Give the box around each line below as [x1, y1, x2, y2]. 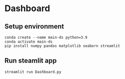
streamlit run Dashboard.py [4, 69, 62, 74]
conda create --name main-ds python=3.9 [4, 35, 88, 40]
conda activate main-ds [4, 39, 53, 44]
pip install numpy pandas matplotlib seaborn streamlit [4, 44, 120, 48]
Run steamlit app [4, 57, 57, 65]
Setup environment [4, 22, 64, 31]
